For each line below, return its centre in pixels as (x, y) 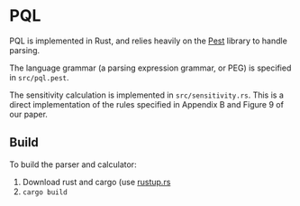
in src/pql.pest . (39, 77)
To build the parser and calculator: (73, 164)
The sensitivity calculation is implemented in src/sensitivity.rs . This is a (146, 95)
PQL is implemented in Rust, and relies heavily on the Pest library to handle (149, 41)
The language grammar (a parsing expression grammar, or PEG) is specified (150, 68)
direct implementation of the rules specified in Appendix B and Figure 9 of (146, 104)
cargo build (45, 192)
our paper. (28, 114)
